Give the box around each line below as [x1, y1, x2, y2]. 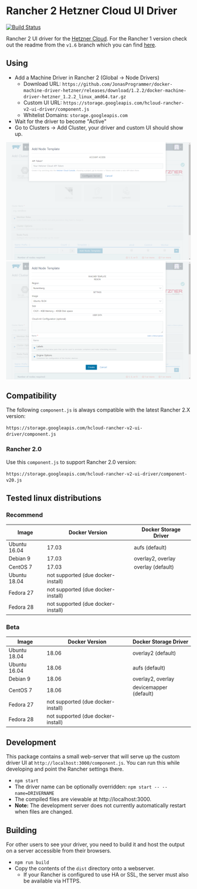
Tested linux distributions [6, 493, 101, 503]
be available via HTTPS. [23, 877, 81, 884]
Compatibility [6, 390, 57, 401]
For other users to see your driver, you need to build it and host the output [6, 841, 185, 848]
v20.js [6, 477, 22, 483]
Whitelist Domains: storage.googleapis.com [23, 111, 128, 118]
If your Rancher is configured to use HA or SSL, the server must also [23, 871, 189, 878]
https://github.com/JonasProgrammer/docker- [62, 81, 173, 87]
